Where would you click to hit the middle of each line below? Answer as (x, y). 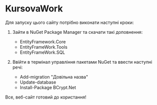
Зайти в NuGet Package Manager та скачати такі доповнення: (78, 32)
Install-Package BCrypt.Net (48, 87)
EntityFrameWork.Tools (44, 47)
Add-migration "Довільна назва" (54, 77)
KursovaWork (34, 9)
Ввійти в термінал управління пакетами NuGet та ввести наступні (82, 62)
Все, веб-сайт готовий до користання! (46, 97)
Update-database (38, 82)
